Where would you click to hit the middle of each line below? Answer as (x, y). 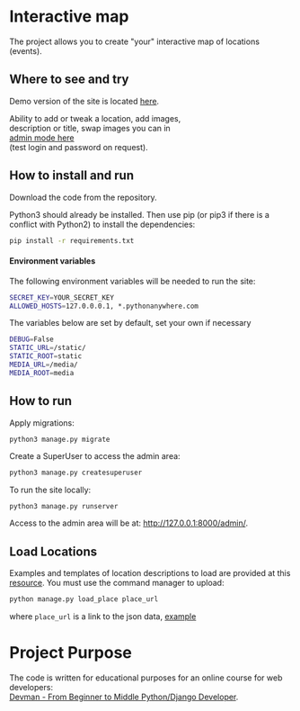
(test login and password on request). (79, 147)
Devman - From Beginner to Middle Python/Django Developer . (124, 697)
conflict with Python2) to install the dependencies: (102, 224)
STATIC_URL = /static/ (48, 348)
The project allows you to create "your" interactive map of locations (135, 41)
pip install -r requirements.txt (72, 240)
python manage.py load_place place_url (84, 599)
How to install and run (72, 176)
